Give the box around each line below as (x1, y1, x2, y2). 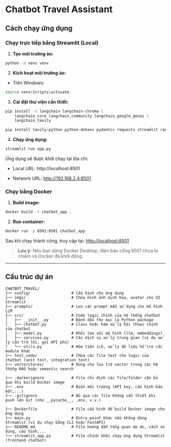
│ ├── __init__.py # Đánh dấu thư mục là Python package (5, 317, 154, 322)
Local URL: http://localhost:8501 (12, 166, 80, 171)
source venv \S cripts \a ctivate (5, 89, 70, 95)
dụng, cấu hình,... (5, 429, 47, 434)
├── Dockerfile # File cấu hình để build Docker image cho (5, 406, 165, 411)
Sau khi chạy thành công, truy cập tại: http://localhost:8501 (5, 238, 129, 244)
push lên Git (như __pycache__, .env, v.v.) (5, 398, 101, 403)
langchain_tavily (14, 118, 51, 123)
